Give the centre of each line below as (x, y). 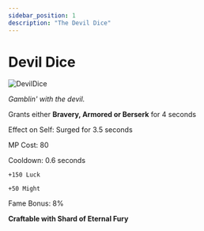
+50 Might (25, 189)
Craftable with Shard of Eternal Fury (68, 219)
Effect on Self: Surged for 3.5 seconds (70, 130)
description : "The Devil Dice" (60, 23)
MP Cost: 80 (28, 145)
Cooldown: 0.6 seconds (47, 161)
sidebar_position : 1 (42, 15)
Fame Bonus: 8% (36, 203)
